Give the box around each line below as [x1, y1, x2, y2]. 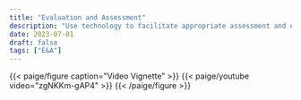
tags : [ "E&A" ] [9, 46, 63, 55]
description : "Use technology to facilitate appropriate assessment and [9, 21, 287, 30]
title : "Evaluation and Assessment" [9, 12, 146, 22]
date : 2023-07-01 [9, 29, 74, 38]
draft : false [9, 37, 58, 47]
